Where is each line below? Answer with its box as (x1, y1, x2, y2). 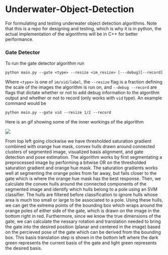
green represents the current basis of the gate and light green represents (5, 240, 157, 246)
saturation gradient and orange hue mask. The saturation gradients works (5, 165, 158, 171)
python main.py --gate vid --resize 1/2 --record (5, 110, 112, 115)
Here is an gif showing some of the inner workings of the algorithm (5, 119, 144, 125)
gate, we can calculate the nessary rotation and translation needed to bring (5, 218, 161, 225)
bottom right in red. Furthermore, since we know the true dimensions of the (5, 213, 161, 219)
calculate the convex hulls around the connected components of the (5, 181, 147, 187)
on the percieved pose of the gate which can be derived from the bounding (5, 229, 161, 235)
